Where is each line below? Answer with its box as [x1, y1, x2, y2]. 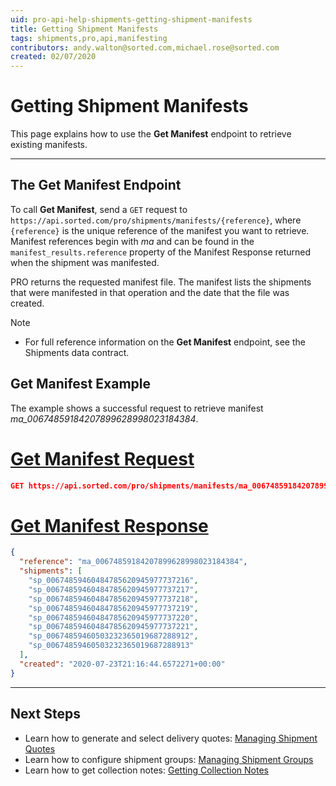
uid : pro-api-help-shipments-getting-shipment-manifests [10, 14, 253, 25]
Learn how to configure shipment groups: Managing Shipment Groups [24, 753, 314, 765]
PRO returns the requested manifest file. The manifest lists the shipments [10, 276, 312, 288]
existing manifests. [10, 139, 88, 151]
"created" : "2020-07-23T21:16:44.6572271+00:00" [19, 659, 226, 669]
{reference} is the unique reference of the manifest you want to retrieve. [10, 224, 310, 236]
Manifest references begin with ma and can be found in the [10, 235, 255, 247]
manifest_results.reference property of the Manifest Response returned [10, 246, 312, 258]
